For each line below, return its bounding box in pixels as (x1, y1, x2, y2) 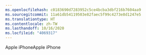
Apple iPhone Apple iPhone (5, 44, 61, 50)
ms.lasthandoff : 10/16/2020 (5, 26, 65, 31)
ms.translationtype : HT (5, 16, 56, 21)
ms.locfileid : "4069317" (5, 30, 58, 35)
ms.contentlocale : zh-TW (5, 21, 58, 26)
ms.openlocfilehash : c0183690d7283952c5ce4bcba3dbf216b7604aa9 (5, 7, 141, 12)
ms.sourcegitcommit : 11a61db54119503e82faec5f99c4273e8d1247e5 (5, 12, 141, 17)
